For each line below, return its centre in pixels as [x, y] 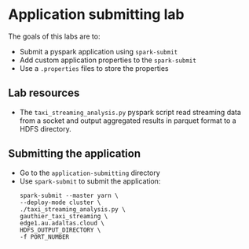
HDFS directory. [46, 128]
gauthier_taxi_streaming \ [64, 216]
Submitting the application [75, 154]
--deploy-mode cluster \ [60, 203]
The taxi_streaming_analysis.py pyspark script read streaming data [130, 112]
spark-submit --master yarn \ [69, 195]
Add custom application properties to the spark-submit [108, 60]
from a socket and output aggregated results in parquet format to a [128, 121]
